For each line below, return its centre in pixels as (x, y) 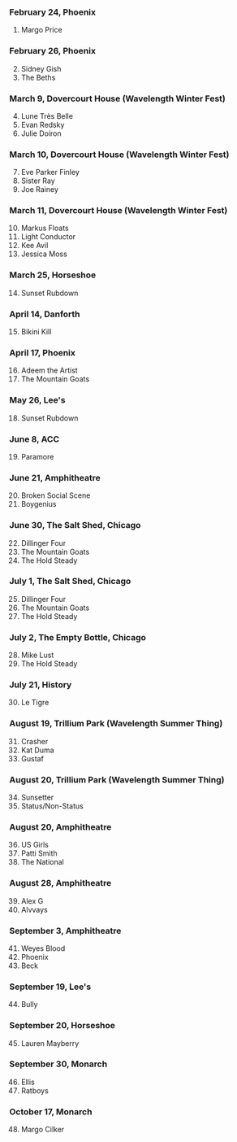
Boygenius (39, 504)
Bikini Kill (36, 332)
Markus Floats (45, 228)
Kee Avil (34, 246)
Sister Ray (38, 181)
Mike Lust (37, 655)
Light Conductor (48, 237)
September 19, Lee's (50, 987)
